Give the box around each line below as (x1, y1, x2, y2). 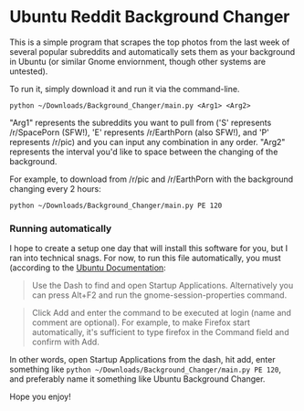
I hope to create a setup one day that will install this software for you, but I (9, 243, 288, 254)
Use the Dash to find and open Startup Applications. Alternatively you (31, 280, 294, 291)
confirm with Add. (31, 336, 100, 348)
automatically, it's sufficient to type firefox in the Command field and (31, 327, 289, 338)
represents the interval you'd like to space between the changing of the (9, 146, 278, 157)
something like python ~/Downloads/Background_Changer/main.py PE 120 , (9, 364, 281, 375)
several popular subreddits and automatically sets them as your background (9, 46, 296, 57)
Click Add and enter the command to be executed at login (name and (31, 308, 292, 319)
